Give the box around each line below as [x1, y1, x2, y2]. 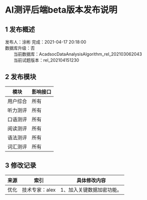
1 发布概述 [5, 25, 35, 33]
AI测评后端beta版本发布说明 [5, 4, 117, 16]
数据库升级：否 [5, 45, 35, 51]
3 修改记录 [5, 161, 36, 170]
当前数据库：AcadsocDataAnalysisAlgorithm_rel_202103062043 [14, 51, 142, 57]
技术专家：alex [22, 186, 56, 193]
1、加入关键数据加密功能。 [60, 186, 122, 193]
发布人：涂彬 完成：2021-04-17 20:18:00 [5, 39, 86, 45]
